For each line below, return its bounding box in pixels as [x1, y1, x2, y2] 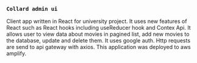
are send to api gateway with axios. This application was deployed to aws [6, 44, 191, 51]
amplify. [6, 50, 26, 57]
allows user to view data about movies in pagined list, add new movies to [6, 30, 190, 38]
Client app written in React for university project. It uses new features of [6, 18, 187, 25]
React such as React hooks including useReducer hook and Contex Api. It [6, 24, 191, 31]
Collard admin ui [6, 5, 58, 12]
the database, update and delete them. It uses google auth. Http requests [6, 37, 191, 44]
